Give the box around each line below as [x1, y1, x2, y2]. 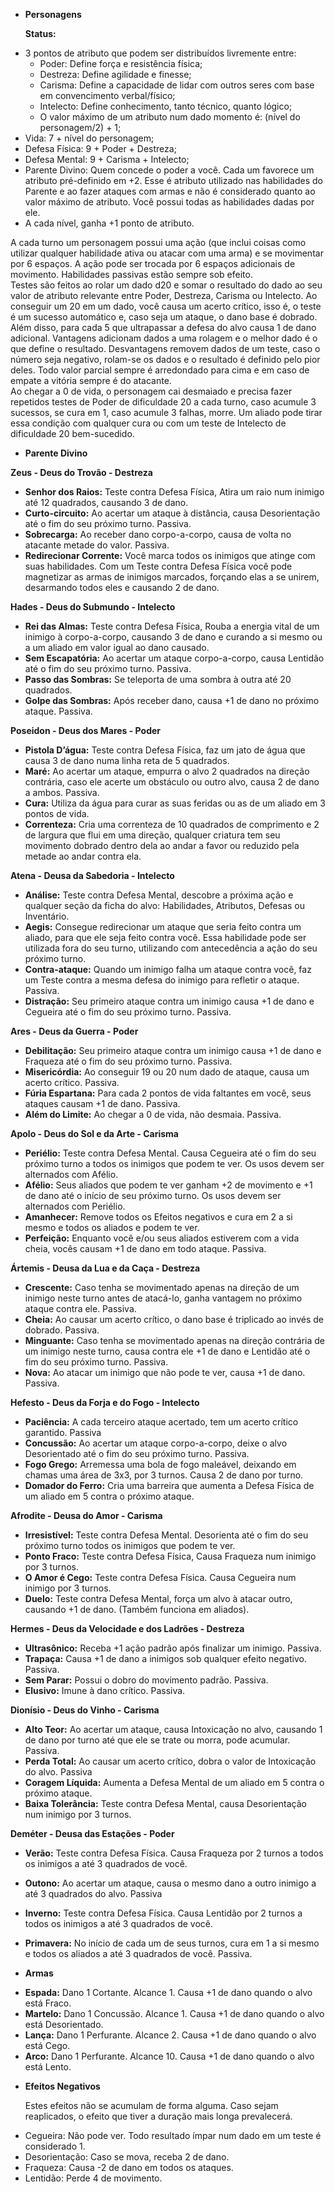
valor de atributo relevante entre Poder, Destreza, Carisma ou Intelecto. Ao [10, 290, 318, 301]
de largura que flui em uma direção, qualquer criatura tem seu [24, 829, 281, 841]
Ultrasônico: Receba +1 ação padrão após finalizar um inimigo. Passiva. [24, 1642, 322, 1654]
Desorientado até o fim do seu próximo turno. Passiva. [24, 1448, 250, 1459]
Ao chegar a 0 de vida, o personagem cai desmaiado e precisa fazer [10, 385, 293, 397]
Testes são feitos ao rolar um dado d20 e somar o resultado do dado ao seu [10, 279, 323, 291]
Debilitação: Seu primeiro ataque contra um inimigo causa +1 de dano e [24, 1045, 322, 1056]
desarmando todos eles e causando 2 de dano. [24, 582, 220, 593]
